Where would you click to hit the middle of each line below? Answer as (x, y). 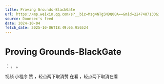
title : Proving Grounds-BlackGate (40, 10)
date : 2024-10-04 (23, 23)
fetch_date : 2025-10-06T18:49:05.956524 (47, 28)
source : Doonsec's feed (29, 19)
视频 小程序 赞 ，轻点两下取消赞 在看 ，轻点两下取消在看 (61, 77)
